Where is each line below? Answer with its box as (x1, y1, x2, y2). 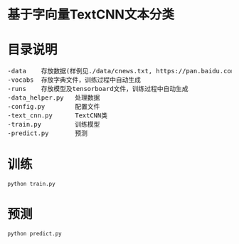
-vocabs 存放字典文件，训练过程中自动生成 (7, 76, 141, 84)
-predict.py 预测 (7, 129, 87, 137)
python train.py (7, 181, 55, 188)
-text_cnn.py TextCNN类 (7, 112, 108, 120)
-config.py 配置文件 (7, 102, 100, 111)
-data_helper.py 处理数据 (7, 94, 100, 102)
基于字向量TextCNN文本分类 (7, 6, 174, 23)
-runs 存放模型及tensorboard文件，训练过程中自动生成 (7, 85, 188, 93)
